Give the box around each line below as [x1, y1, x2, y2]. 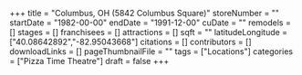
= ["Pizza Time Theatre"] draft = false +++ [9, 56, 170, 66]
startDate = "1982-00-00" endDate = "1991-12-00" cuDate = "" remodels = [9, 17, 292, 28]
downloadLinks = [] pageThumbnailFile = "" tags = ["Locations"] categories [9, 46, 294, 57]
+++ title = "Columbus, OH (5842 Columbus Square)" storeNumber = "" [9, 8, 280, 18]
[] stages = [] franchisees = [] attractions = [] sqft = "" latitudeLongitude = [9, 27, 288, 37]
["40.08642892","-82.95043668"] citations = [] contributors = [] [9, 36, 252, 47]
